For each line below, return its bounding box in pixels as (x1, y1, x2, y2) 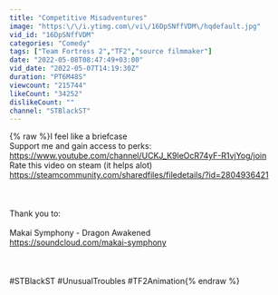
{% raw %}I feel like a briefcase (9, 131, 128, 142)
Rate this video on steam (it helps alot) (9, 160, 153, 171)
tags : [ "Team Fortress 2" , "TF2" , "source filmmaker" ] (9, 47, 213, 56)
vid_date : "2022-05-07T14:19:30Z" (9, 64, 140, 74)
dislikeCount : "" (9, 97, 75, 107)
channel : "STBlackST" (9, 106, 91, 115)
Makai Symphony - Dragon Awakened (9, 228, 151, 239)
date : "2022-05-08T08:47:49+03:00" (9, 55, 144, 64)
